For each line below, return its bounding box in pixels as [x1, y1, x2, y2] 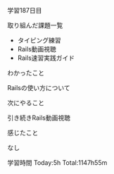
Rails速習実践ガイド [17, 54, 75, 62]
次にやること [7, 99, 44, 107]
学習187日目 [7, 6, 42, 14]
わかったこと [7, 69, 44, 77]
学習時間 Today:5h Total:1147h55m [7, 159, 108, 167]
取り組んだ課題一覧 [7, 21, 63, 30]
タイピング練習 [17, 36, 61, 44]
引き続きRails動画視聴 [7, 113, 70, 122]
